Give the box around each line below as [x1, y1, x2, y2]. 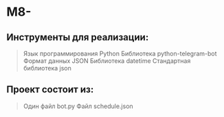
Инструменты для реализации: [6, 31, 149, 43]
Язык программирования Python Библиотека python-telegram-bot [23, 49, 217, 57]
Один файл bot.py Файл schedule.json [23, 102, 133, 110]
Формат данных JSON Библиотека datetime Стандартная [23, 57, 191, 65]
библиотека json [23, 64, 71, 72]
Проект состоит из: [6, 83, 94, 96]
